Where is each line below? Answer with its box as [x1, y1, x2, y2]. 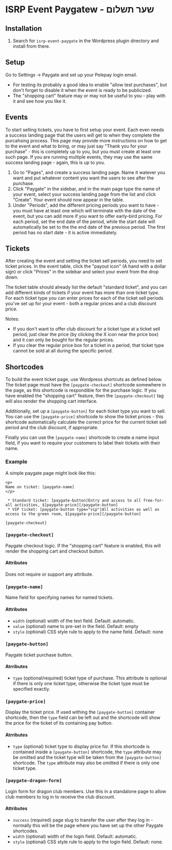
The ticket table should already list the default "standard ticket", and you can [5, 284, 167, 290]
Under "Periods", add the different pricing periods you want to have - [12, 202, 159, 208]
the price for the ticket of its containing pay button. [5, 720, 113, 726]
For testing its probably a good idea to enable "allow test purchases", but [12, 81, 167, 88]
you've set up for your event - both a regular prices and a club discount [5, 301, 157, 307]
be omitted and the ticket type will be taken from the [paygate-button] [12, 754, 162, 760]
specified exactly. [12, 686, 50, 692]
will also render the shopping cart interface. [5, 398, 98, 404]
